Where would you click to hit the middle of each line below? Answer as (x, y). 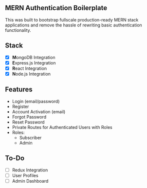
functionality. (18, 30)
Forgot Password (29, 117)
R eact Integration (29, 68)
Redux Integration (30, 170)
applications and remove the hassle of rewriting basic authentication (73, 25)
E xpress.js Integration (34, 63)
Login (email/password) (36, 101)
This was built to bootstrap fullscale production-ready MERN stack (72, 20)
